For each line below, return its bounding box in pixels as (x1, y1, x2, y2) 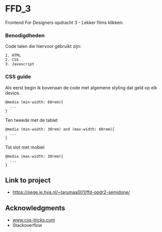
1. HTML (5, 53, 21, 58)
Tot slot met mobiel (5, 144, 45, 150)
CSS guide (5, 73, 31, 80)
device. (5, 90, 20, 96)
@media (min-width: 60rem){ (5, 99, 64, 105)
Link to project (5, 176, 51, 185)
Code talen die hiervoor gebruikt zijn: (5, 43, 81, 49)
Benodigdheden (5, 32, 45, 39)
